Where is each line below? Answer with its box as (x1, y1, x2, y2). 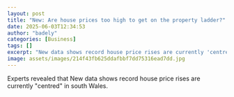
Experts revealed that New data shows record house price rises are (7, 74, 201, 82)
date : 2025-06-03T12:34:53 (7, 23, 86, 30)
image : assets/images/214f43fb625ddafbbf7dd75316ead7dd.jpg (7, 55, 186, 62)
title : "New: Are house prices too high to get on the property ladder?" (7, 17, 226, 24)
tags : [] (7, 42, 33, 49)
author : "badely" (7, 29, 58, 37)
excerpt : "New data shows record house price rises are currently (7, 49, 204, 56)
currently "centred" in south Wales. (7, 81, 109, 90)
